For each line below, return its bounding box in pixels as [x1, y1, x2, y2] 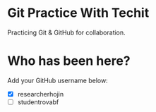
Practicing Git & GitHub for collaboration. [7, 28, 126, 37]
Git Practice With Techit [7, 5, 150, 21]
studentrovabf [17, 97, 59, 106]
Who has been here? [7, 53, 131, 69]
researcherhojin [17, 89, 64, 98]
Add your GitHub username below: [7, 76, 108, 85]
